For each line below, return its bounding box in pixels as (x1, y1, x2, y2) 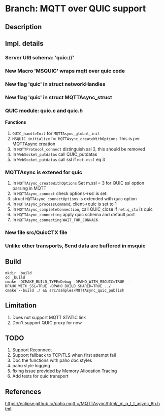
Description (5, 23, 42, 31)
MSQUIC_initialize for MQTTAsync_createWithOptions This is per (12, 135, 140, 141)
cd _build (5, 275, 26, 280)
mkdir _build (5, 270, 32, 275)
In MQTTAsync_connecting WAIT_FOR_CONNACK (12, 217, 99, 223)
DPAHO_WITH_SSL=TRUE (5, 283, 48, 289)
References (5, 387, 41, 396)
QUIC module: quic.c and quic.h (5, 107, 83, 114)
